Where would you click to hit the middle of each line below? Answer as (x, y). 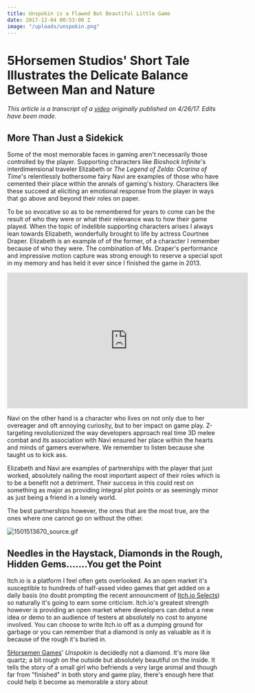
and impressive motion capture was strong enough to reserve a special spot (115, 256)
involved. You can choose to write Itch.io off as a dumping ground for (105, 624)
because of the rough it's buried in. (57, 639)
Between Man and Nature (81, 90)
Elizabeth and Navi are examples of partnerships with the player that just (110, 468)
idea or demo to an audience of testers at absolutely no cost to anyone (107, 617)
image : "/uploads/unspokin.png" (53, 26)
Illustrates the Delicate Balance (98, 75)
